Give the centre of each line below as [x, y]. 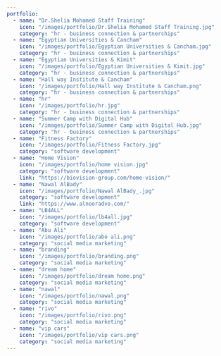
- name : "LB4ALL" [38, 211]
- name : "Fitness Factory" [52, 138]
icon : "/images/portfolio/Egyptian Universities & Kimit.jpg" [112, 66]
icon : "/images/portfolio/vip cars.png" [79, 335]
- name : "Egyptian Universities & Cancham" [77, 40]
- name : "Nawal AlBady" [48, 184]
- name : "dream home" [45, 269]
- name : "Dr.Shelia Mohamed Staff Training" [79, 20]
